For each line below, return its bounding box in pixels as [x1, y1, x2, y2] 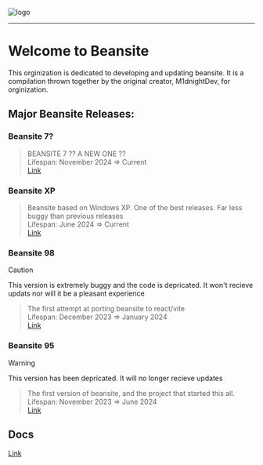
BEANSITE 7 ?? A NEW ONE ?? [27, 149, 127, 158]
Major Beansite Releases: [8, 107, 135, 121]
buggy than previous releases [27, 211, 124, 220]
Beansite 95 [8, 340, 55, 351]
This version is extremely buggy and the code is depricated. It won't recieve [8, 281, 254, 290]
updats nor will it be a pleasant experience [8, 289, 145, 298]
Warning [8, 358, 35, 368]
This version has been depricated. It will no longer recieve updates [8, 373, 223, 383]
